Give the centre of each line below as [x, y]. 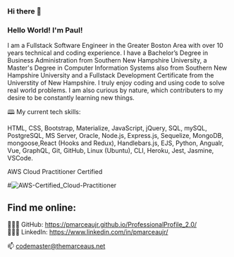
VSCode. [20, 158]
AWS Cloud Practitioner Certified [55, 172]
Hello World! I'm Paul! [45, 30]
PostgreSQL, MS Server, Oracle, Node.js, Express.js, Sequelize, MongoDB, [116, 136]
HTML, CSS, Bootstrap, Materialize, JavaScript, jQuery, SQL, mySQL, [107, 128]
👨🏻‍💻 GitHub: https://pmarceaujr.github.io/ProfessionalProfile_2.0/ [102, 225]
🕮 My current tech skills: [44, 112]
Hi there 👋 [25, 11]
